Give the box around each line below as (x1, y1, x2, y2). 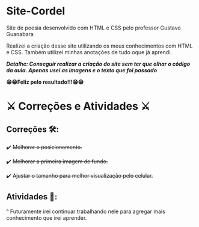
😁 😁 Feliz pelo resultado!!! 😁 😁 (6, 78, 84, 86)
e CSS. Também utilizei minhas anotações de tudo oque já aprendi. (6, 48, 173, 55)
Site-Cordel (6, 4, 66, 18)
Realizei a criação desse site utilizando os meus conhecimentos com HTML (6, 42, 193, 49)
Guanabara (6, 30, 34, 37)
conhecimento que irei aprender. (6, 214, 87, 221)
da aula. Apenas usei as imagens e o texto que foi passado (6, 66, 158, 73)
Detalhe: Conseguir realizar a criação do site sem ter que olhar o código (6, 60, 191, 67)
